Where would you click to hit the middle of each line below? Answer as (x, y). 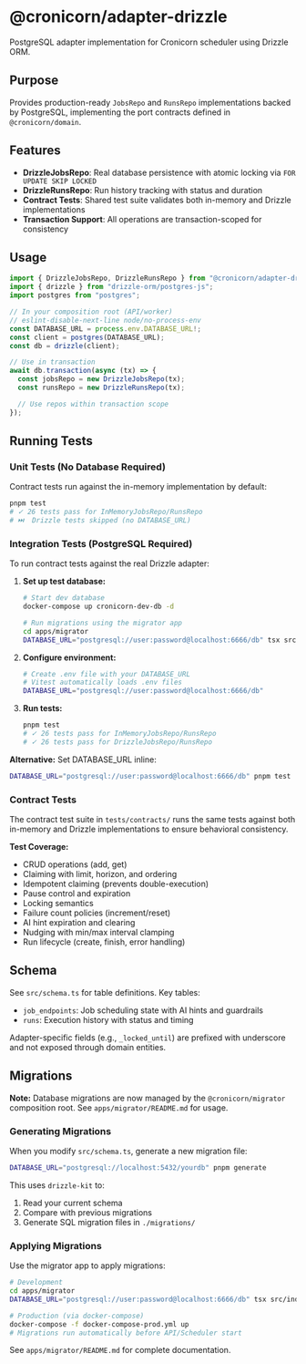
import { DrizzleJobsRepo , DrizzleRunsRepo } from (107, 279)
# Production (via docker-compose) (77, 1316)
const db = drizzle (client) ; (65, 346)
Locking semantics (58, 904)
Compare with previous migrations (87, 1212)
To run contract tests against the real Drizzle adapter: (109, 563)
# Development (36, 1283)
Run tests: (42, 708)
